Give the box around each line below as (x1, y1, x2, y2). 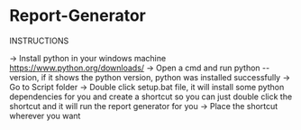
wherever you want (9, 110, 81, 121)
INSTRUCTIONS (9, 35, 69, 46)
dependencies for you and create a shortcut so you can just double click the (9, 91, 293, 102)
